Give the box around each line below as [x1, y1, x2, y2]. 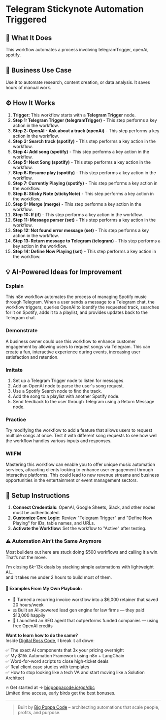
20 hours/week [12, 602, 44, 607]
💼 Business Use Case [5, 66, 72, 75]
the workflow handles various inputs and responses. [5, 438, 112, 444]
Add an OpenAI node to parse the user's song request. [12, 382, 124, 388]
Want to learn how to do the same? [5, 632, 78, 638]
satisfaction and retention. [5, 354, 59, 360]
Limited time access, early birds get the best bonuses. [5, 690, 116, 696]
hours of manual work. [5, 84, 51, 90]
